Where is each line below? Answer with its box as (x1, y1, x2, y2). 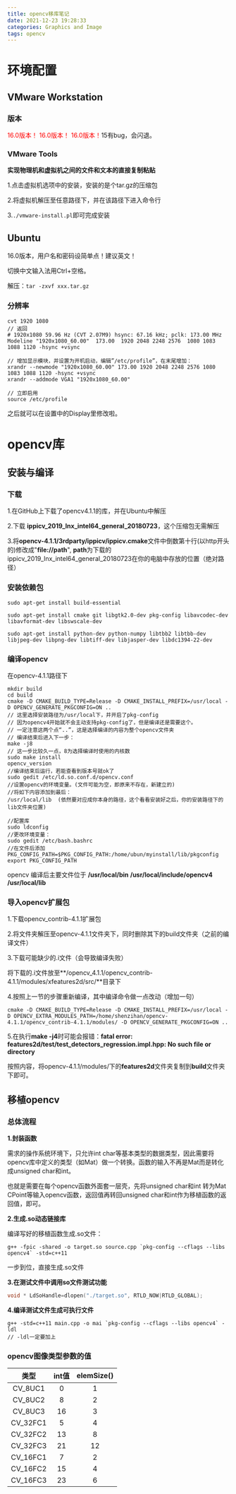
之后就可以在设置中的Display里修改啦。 (7, 409, 122, 417)
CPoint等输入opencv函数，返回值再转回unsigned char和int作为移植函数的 (7, 1190, 221, 1199)
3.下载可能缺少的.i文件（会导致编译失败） (7, 954, 128, 962)
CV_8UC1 (12, 1384, 46, 1394)
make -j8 (7, 740, 33, 747)
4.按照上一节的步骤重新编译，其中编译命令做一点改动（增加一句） (7, 992, 199, 1001)
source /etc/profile (7, 396, 68, 403)
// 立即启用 (7, 389, 39, 396)
